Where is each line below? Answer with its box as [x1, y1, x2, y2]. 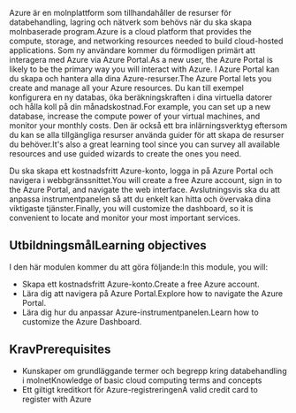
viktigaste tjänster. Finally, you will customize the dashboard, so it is [9, 203, 254, 213]
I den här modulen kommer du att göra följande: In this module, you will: [9, 261, 269, 272]
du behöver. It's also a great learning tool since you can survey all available [9, 139, 280, 149]
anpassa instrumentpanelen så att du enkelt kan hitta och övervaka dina [9, 194, 271, 204]
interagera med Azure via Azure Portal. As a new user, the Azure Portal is [9, 55, 274, 65]
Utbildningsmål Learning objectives [9, 238, 207, 253]
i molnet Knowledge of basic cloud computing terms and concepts [21, 375, 262, 386]
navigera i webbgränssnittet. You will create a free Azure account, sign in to [9, 175, 283, 185]
